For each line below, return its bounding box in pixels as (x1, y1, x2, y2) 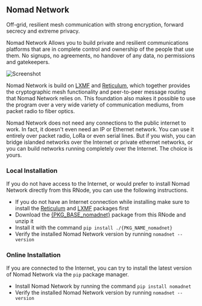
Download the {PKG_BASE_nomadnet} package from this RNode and (14, 211, 186, 218)
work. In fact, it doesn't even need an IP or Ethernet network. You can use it (6, 125, 194, 132)
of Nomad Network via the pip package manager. (6, 271, 129, 278)
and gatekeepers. (6, 58, 50, 65)
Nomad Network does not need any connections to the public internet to (6, 119, 186, 126)
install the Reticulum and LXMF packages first (14, 205, 130, 212)
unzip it (14, 218, 34, 225)
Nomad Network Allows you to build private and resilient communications (6, 39, 189, 46)
